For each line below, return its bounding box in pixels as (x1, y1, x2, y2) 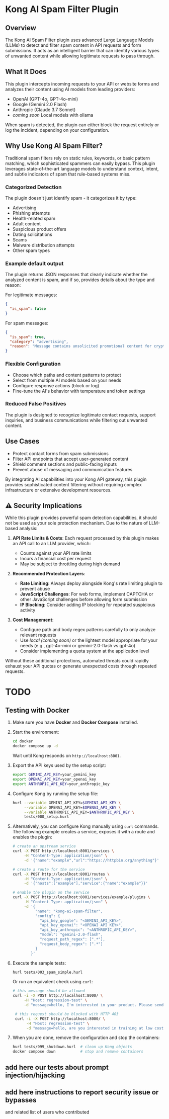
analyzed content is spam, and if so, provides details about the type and (5, 277, 155, 283)
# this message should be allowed (12, 988, 85, 994)
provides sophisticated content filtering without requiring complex (5, 481, 142, 487)
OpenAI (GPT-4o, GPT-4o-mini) (12, 96, 78, 102)
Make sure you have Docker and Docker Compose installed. (12, 719, 138, 725)
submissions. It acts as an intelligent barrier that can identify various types (5, 48, 159, 53)
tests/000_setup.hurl (24, 814, 69, 819)
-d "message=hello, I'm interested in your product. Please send (24, 1002, 164, 1008)
